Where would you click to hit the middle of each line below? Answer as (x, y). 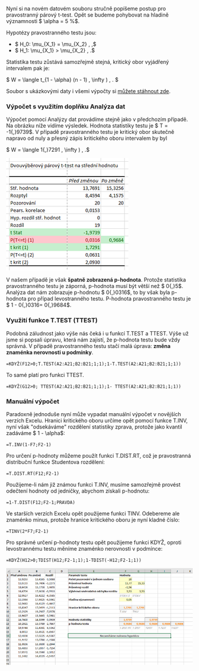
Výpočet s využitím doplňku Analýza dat (66, 106)
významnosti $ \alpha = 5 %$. (43, 21)
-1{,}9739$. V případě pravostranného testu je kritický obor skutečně (90, 132)
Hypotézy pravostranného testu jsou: (51, 33)
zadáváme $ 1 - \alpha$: (36, 433)
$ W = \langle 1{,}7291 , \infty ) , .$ (48, 150)
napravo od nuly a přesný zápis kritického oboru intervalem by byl (87, 138)
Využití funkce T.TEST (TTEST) (52, 321)
